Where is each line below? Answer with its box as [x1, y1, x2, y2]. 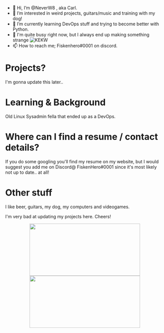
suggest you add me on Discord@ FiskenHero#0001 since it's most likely [5, 164, 157, 170]
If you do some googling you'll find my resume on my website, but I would [5, 158, 159, 164]
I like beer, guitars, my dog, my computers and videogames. [5, 204, 130, 210]
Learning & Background [5, 97, 106, 108]
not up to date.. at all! [5, 169, 49, 175]
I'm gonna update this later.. [5, 79, 64, 85]
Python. [12, 26, 29, 32]
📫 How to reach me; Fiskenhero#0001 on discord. [12, 43, 118, 49]
